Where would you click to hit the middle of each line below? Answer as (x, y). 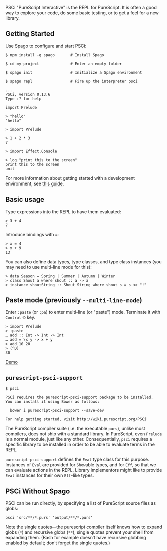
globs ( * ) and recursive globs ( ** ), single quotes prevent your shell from (79, 532)
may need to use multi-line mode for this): (48, 267)
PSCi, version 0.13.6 (28, 94)
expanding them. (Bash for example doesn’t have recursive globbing (76, 538)
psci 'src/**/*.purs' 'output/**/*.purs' (49, 518)
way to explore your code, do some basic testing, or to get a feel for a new (82, 13)
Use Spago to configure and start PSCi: (46, 46)
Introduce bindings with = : (32, 234)
